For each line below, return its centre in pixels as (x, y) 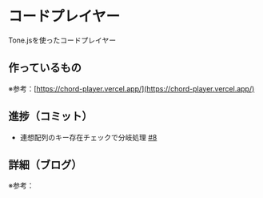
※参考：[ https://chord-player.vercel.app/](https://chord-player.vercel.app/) (131, 88)
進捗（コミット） (50, 117)
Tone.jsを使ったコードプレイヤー (62, 40)
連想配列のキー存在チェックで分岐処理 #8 (88, 137)
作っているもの (45, 68)
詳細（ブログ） (45, 165)
